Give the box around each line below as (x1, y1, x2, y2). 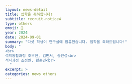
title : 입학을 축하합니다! (5, 12, 53, 17)
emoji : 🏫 (5, 26, 23, 31)
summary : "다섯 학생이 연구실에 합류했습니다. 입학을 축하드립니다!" (5, 40, 128, 44)
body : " (5, 44, 21, 49)
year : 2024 (5, 30, 28, 35)
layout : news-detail (5, 7, 48, 12)
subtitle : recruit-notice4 (5, 16, 61, 21)
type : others (5, 21, 32, 26)
